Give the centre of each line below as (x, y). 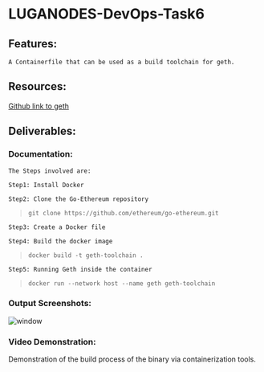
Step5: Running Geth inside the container (80, 269)
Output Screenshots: (50, 304)
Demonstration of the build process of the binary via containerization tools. (132, 359)
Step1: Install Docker (46, 185)
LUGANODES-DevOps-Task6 (106, 14)
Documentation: (41, 154)
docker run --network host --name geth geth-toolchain (122, 283)
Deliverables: (42, 131)
